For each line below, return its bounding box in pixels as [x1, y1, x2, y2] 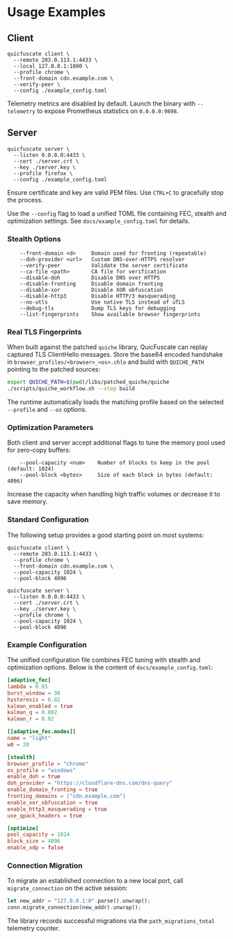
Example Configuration [7, 639, 87, 649]
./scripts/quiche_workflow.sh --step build [7, 385, 136, 392]
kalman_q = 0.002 [7, 709, 58, 716]
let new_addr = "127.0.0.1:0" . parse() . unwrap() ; [7, 898, 151, 905]
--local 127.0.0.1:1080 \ [13, 63, 89, 70]
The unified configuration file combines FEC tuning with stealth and [7, 656, 200, 664]
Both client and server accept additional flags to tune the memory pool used [7, 438, 225, 447]
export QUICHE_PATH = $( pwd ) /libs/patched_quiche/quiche [7, 378, 170, 386]
